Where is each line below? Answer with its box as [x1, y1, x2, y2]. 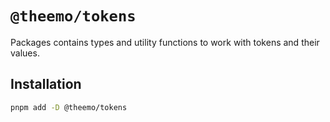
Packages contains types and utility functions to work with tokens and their [10, 36, 320, 48]
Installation [10, 76, 82, 93]
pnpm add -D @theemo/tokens [10, 102, 128, 112]
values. [10, 47, 40, 59]
